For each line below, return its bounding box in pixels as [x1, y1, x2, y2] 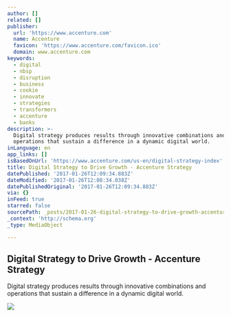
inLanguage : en [7, 145, 51, 152]
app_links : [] [7, 151, 48, 158]
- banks [13, 119, 36, 126]
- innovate [13, 94, 45, 101]
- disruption [13, 74, 51, 81]
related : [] [7, 17, 41, 23]
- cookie [13, 87, 38, 94]
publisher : [7, 23, 38, 30]
